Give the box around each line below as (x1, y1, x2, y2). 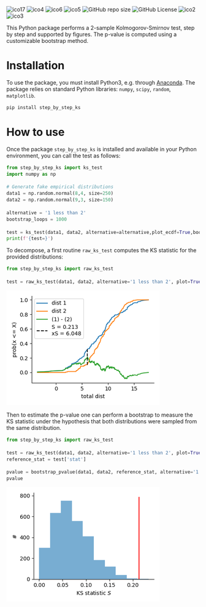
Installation (6, 59, 65, 73)
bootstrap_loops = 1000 (6, 216, 67, 222)
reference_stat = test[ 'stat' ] (6, 456, 86, 462)
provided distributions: (6, 253, 63, 260)
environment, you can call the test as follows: (6, 152, 121, 159)
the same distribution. (6, 424, 61, 431)
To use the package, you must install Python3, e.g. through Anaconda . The (6, 78, 196, 86)
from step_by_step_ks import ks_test (6, 164, 103, 171)
